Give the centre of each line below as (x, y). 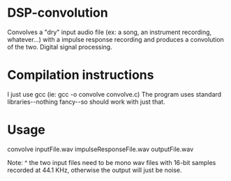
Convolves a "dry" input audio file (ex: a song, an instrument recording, (110, 32)
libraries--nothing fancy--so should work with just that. (86, 102)
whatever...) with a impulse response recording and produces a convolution (116, 39)
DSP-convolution (58, 13)
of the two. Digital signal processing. (60, 47)
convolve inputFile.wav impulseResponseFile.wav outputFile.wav (100, 149)
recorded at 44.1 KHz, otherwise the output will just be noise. (95, 170)
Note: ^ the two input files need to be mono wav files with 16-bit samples (112, 162)
